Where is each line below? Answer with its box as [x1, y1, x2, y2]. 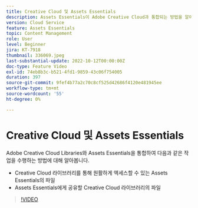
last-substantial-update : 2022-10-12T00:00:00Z [6, 58, 126, 64]
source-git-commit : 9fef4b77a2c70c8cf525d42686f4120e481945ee [6, 80, 162, 86]
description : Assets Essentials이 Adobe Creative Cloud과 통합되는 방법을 [6, 14, 183, 20]
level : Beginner [6, 42, 46, 48]
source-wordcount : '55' [6, 91, 65, 97]
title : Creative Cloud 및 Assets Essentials [6, 8, 116, 15]
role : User [6, 36, 33, 42]
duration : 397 [6, 74, 41, 80]
